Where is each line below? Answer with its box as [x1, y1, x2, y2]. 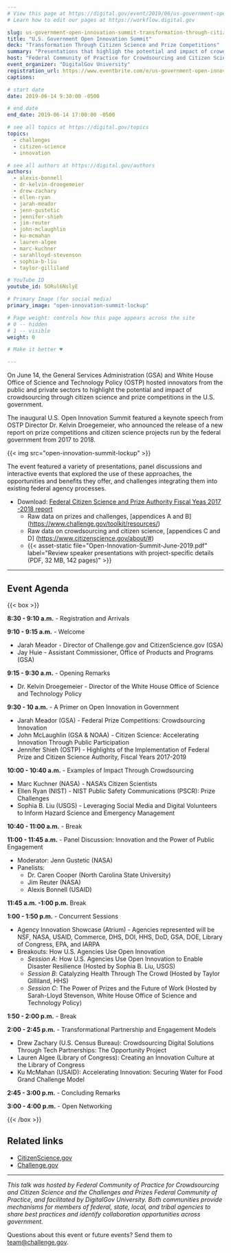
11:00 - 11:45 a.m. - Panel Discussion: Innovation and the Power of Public [7, 835, 215, 844]
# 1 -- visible [7, 327, 51, 334]
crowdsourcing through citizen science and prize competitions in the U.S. [7, 393, 215, 402]
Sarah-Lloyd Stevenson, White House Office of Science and [27, 991, 197, 1000]
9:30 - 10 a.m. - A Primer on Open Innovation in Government [7, 703, 179, 711]
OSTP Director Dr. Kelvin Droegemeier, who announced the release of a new [7, 421, 223, 429]
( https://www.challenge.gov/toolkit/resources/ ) [27, 519, 160, 528]
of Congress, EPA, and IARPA [16, 940, 100, 948]
